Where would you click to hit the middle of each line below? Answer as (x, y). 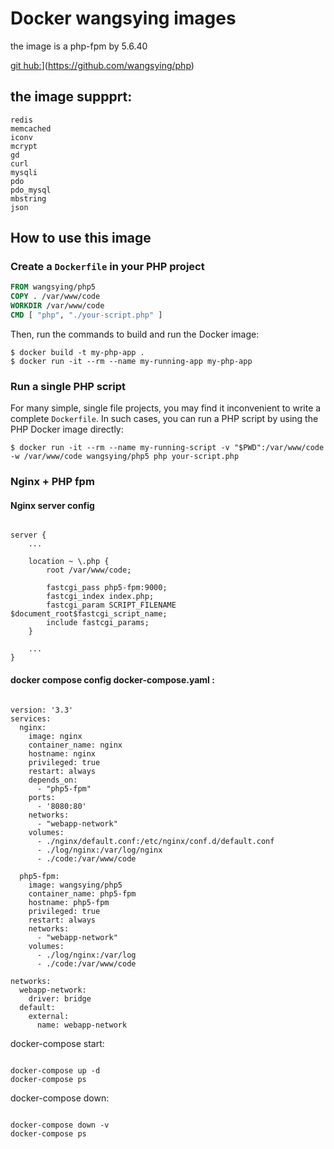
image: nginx (55, 736)
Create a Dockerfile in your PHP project (107, 267)
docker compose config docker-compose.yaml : (112, 679)
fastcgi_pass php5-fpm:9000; (107, 588)
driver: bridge (60, 998)
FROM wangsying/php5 (53, 287)
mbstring (28, 198)
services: (31, 718)
